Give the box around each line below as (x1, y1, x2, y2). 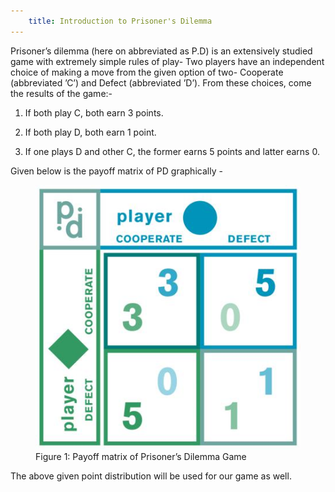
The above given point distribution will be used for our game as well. (10, 470, 292, 482)
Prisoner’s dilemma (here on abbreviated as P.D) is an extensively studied (10, 45, 313, 57)
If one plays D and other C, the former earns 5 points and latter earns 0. (24, 145, 320, 157)
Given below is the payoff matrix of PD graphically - (10, 165, 223, 177)
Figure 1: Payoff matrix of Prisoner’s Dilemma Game (35, 450, 247, 462)
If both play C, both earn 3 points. (24, 106, 164, 119)
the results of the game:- (10, 87, 113, 99)
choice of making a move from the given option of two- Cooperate (10, 66, 284, 78)
